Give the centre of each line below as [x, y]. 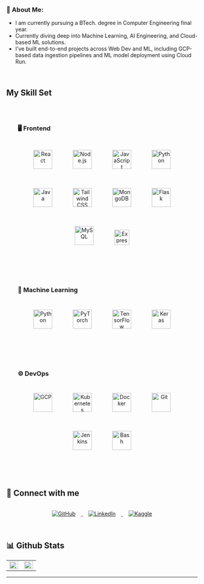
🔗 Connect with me [43, 493]
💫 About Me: [25, 10]
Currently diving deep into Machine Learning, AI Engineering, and [97, 36]
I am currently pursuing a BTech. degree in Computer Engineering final [103, 23]
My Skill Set [29, 93]
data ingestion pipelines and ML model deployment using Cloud [112, 55]
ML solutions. [49, 43]
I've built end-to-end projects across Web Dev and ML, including [96, 49]
